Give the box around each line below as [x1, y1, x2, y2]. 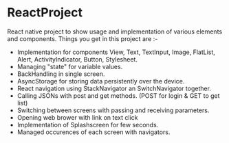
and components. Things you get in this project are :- [7, 34, 158, 42]
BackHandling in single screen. [17, 70, 105, 78]
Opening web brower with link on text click [17, 113, 139, 121]
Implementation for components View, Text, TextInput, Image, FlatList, [17, 48, 215, 56]
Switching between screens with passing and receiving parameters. [17, 106, 210, 114]
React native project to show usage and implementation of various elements [7, 27, 222, 36]
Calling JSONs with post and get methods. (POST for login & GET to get [17, 91, 220, 100]
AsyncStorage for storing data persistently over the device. [17, 77, 185, 85]
